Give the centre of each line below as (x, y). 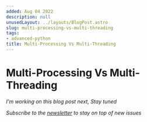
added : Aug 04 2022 (30, 11)
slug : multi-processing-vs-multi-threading (60, 28)
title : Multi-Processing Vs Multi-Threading (61, 44)
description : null (28, 17)
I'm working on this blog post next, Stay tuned (62, 101)
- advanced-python (28, 39)
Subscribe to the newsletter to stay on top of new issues (74, 113)
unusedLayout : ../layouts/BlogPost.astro (57, 22)
